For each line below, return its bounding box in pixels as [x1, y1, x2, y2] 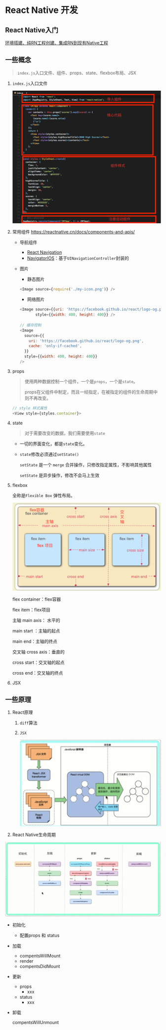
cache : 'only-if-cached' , [29, 343, 83, 348]
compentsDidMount [19, 964, 60, 970]
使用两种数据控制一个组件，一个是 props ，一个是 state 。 [24, 378, 138, 384]
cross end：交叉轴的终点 [12, 670, 63, 676]
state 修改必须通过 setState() [19, 451, 79, 457]
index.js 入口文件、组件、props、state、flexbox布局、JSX [17, 70, 137, 76]
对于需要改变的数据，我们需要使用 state [24, 430, 105, 436]
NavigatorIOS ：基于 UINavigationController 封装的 [27, 255, 129, 261]
